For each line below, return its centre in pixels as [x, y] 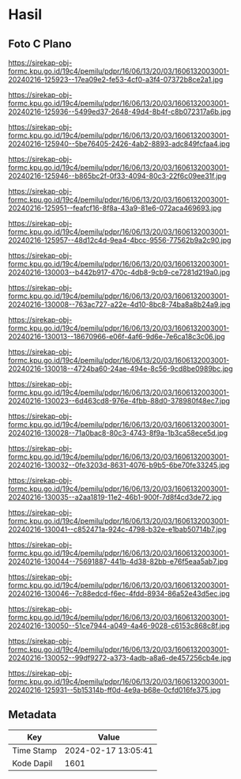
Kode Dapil [32, 763]
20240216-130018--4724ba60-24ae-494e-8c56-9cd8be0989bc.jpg [120, 369]
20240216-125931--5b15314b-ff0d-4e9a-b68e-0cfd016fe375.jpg [115, 690]
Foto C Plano [40, 44]
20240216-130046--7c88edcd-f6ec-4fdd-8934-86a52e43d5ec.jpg [119, 594]
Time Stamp [35, 751]
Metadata [32, 715]
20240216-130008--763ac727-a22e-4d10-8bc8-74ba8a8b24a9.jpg [119, 304]
